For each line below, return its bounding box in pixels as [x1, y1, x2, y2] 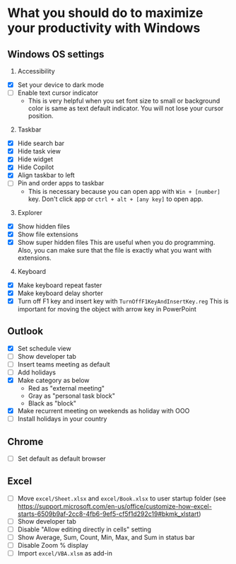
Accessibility [17, 67, 55, 75]
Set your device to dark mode [17, 81, 105, 89]
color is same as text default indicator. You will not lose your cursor [28, 104, 224, 113]
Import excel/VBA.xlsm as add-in [17, 549, 113, 558]
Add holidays [17, 368, 57, 376]
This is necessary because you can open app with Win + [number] [28, 187, 220, 195]
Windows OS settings [7, 48, 105, 60]
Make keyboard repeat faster [17, 281, 102, 289]
